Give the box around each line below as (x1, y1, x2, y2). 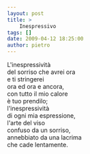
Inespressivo (19, 23, 57, 29)
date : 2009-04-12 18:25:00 (7, 36, 84, 42)
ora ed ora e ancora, (7, 83, 65, 90)
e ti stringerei (7, 75, 44, 83)
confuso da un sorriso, (7, 126, 71, 134)
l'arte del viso (7, 119, 46, 127)
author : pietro (7, 42, 50, 49)
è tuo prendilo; (7, 97, 48, 105)
